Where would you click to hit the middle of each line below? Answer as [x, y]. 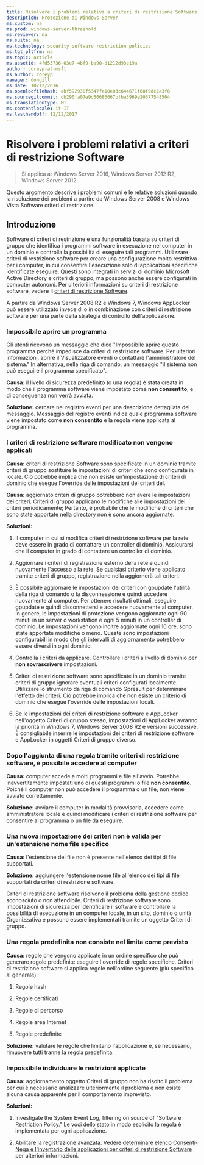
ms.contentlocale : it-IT [38, 108]
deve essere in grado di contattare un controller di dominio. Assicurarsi [104, 544]
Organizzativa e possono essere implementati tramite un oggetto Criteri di [99, 920]
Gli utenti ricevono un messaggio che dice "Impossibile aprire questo [93, 345]
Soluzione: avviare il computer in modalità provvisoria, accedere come [95, 808]
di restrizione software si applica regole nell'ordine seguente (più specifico [100, 968]
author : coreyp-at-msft [37, 69]
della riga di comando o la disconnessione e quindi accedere [91, 594]
